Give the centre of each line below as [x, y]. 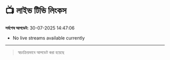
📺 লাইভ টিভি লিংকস [36, 11]
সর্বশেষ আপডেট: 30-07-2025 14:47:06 [40, 28]
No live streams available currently [49, 38]
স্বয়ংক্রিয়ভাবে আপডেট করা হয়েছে [41, 52]
